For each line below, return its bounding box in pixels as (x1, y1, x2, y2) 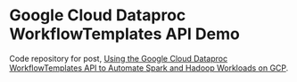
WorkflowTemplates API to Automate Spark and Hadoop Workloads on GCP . (9, 63, 289, 73)
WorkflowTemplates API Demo (9, 24, 241, 44)
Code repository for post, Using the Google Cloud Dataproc (9, 53, 228, 63)
